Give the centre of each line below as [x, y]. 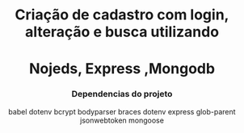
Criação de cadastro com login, [122, 15]
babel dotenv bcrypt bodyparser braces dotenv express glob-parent [122, 111]
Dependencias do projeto [122, 94]
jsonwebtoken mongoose [122, 120]
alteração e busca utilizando [122, 32]
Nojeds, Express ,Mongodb [122, 69]
